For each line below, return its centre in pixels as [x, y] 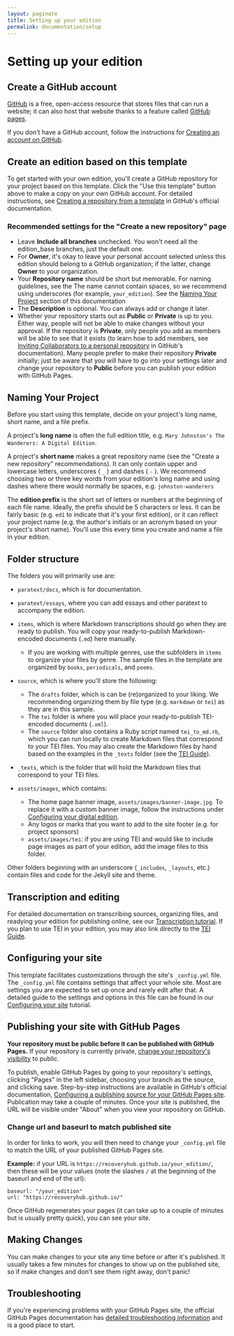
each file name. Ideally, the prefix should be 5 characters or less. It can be [114, 507]
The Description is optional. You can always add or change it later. [113, 309]
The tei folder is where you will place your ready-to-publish [114, 717]
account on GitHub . [35, 140]
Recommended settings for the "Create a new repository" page [117, 227]
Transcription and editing [64, 897]
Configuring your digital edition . [73, 817]
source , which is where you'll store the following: [87, 681]
